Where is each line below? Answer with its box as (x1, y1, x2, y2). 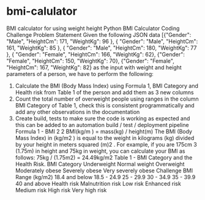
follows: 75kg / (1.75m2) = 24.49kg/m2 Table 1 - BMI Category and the (15, 153, 193, 161)
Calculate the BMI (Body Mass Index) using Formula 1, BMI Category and (15, 82, 199, 90)
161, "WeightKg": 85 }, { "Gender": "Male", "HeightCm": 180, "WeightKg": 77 (6, 44, 197, 52)
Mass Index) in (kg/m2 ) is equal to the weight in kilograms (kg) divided (15, 134, 195, 142)
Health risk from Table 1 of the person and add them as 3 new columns (15, 88, 194, 96)
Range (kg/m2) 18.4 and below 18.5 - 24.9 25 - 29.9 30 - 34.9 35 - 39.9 (15, 173, 196, 180)
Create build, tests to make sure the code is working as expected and (15, 115, 190, 122)
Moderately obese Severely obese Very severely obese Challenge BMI (15, 167, 193, 174)
